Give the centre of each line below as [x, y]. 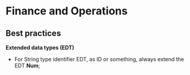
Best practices [33, 33]
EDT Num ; [27, 65]
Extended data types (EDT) [40, 47]
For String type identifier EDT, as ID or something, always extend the [99, 59]
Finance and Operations [67, 11]
